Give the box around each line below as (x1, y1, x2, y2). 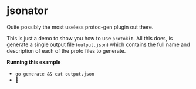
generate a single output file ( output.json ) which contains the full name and (6, 41, 190, 48)
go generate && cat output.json (15, 71, 94, 77)
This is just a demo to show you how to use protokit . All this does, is (6, 35, 173, 42)
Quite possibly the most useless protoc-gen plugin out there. (6, 23, 154, 30)
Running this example (6, 59, 61, 66)
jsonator (6, 4, 49, 18)
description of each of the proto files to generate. (6, 47, 126, 54)
